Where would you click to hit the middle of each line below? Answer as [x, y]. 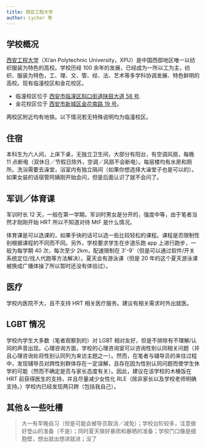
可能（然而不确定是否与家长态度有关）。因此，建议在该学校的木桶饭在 [104, 371]
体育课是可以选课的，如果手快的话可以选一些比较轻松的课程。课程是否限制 [100, 235]
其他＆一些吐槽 [35, 407]
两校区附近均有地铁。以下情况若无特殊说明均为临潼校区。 [79, 117]
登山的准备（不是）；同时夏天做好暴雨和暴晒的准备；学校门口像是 [109, 431]
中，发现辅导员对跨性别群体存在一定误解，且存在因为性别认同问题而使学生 [100, 363]
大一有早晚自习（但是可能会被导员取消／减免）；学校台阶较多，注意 [106, 423]
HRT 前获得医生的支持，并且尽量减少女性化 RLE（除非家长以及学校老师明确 [101, 379]
